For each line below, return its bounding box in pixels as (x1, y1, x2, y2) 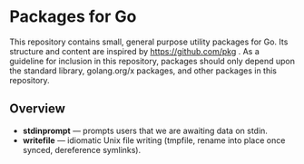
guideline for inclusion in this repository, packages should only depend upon (9, 55, 296, 66)
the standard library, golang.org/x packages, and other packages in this (9, 65, 277, 76)
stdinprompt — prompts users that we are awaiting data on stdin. (22, 125, 268, 136)
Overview (9, 101, 66, 117)
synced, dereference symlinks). (22, 144, 142, 155)
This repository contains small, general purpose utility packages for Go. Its (9, 36, 289, 47)
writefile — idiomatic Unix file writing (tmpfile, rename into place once (22, 134, 286, 146)
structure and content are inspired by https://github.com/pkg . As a (9, 45, 260, 56)
